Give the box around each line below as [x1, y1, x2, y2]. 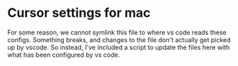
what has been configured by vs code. [7, 51, 120, 59]
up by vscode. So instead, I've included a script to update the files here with [7, 43, 230, 51]
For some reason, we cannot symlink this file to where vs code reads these [7, 28, 227, 37]
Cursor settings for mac [7, 5, 151, 21]
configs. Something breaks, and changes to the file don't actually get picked [7, 35, 231, 44]
